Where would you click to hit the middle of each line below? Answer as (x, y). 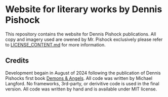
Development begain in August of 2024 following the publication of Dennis (83, 73)
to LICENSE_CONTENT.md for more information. (56, 44)
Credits (17, 61)
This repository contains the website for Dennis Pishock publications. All (81, 34)
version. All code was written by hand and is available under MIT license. (81, 89)
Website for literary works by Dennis (84, 9)
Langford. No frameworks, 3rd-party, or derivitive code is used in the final (82, 83)
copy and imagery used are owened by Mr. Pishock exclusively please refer (84, 39)
